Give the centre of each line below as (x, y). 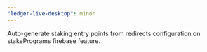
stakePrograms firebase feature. (54, 41)
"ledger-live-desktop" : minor (52, 14)
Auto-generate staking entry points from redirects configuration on (104, 33)
